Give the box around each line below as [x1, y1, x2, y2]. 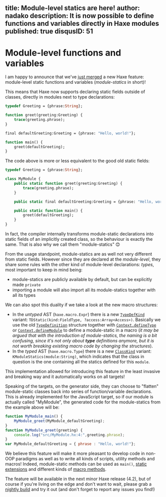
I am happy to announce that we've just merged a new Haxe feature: [5, 74, 144, 80]
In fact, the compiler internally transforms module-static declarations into [5, 231, 154, 237]
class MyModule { [5, 176, 41, 181]
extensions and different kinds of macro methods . [5, 466, 107, 472]
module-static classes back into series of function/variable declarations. [5, 388, 152, 394]
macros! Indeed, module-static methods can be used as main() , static [5, 461, 147, 467]
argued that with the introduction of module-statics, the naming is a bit [12, 332, 157, 338]
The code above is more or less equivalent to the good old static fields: [5, 158, 150, 164]
